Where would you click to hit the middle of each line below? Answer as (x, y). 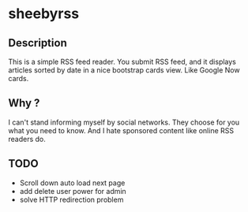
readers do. (27, 139)
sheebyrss (44, 14)
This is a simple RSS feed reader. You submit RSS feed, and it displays (122, 61)
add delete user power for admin (73, 191)
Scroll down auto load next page (72, 183)
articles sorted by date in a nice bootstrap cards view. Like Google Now (124, 70)
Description (38, 43)
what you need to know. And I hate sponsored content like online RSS (121, 130)
